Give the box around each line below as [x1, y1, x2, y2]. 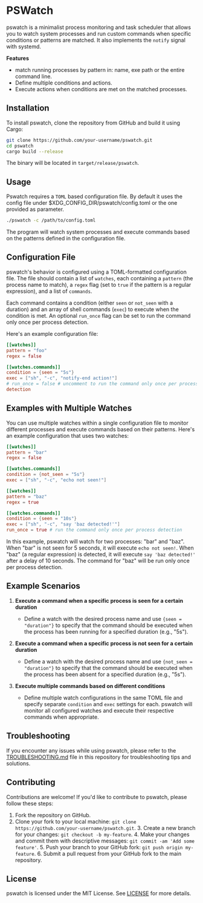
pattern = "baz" [6, 493, 47, 500]
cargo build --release [6, 149, 63, 155]
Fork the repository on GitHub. [14, 811, 91, 818]
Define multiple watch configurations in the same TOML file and [24, 694, 183, 701]
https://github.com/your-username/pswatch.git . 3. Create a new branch [14, 824, 196, 831]
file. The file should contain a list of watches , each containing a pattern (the [6, 274, 193, 281]
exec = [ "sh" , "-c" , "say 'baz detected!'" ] [6, 521, 120, 527]
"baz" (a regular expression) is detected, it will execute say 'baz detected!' [6, 551, 196, 558]
